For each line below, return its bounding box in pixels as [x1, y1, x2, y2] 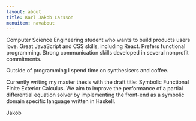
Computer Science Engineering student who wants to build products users [6, 37, 191, 44]
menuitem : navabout [6, 20, 55, 26]
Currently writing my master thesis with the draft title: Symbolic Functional [6, 78, 189, 86]
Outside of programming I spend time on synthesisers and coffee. [6, 67, 169, 74]
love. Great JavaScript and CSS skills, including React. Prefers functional [6, 43, 186, 50]
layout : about [6, 8, 42, 15]
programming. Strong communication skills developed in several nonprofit [6, 49, 189, 56]
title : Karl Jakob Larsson [6, 14, 74, 20]
